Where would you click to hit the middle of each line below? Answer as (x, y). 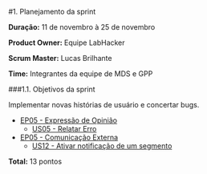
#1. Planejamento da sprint (52, 12)
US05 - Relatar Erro (64, 129)
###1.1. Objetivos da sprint (52, 89)
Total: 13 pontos (35, 161)
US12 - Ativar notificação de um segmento (102, 146)
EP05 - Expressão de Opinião (69, 120)
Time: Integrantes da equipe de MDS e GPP (81, 74)
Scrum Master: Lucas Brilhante (60, 58)
